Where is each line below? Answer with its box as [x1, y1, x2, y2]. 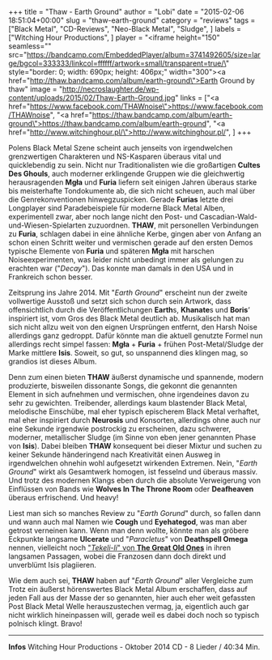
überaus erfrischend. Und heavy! [8, 493, 119, 502]
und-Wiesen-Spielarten [8, 220, 87, 230]
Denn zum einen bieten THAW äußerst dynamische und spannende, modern [8, 373, 264, 381]
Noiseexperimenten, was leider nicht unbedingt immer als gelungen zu [8, 255, 244, 264]
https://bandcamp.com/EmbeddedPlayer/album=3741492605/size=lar [27, 50, 261, 59]
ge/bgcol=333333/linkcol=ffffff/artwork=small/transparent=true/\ [8, 58, 227, 68]
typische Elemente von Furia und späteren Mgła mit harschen [8, 246, 215, 256]
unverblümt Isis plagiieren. [8, 560, 97, 569]
